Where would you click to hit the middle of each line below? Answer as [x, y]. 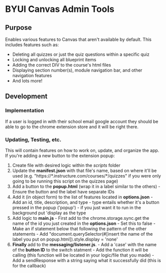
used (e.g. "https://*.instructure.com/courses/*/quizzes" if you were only [86, 176]
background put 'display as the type [49, 213]
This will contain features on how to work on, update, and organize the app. [82, 150]
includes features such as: [32, 45]
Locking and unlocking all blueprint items [54, 60]
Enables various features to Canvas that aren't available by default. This [79, 39]
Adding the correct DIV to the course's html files [62, 65]
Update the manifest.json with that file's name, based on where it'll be [84, 171]
